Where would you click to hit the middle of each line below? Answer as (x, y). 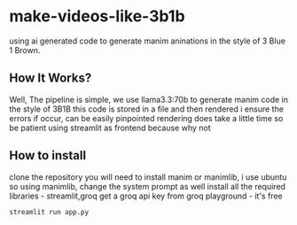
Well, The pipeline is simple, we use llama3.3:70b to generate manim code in (149, 99)
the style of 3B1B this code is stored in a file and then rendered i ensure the (146, 109)
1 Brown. (25, 50)
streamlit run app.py (49, 212)
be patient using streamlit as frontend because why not (110, 128)
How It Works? (51, 78)
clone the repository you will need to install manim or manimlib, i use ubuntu (148, 177)
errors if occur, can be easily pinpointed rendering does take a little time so (146, 118)
